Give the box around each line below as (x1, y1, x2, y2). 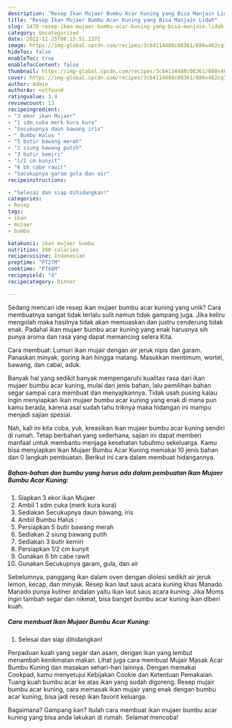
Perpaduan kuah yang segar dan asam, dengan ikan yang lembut (8, 648, 193, 656)
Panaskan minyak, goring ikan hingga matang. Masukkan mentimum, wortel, (8, 353, 224, 362)
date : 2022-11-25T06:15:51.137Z (8, 36, 101, 43)
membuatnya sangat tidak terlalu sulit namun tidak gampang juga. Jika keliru (8, 311, 225, 319)
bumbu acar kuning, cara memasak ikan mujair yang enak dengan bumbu (8, 685, 216, 693)
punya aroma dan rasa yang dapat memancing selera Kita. (8, 332, 173, 341)
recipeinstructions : (8, 176, 67, 183)
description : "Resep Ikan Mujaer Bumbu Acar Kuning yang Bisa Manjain (8, 10, 215, 17)
